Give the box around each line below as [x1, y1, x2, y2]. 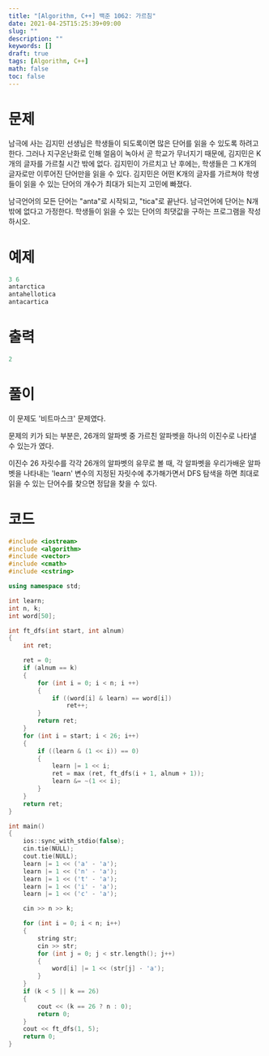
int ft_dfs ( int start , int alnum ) [8, 626, 126, 634]
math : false [8, 65, 49, 73]
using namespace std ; [8, 582, 82, 591]
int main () [8, 822, 45, 830]
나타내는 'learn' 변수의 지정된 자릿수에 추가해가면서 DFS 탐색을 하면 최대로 [23, 468, 259, 478]
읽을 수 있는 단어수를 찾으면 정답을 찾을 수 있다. [8, 478, 158, 488]
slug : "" [8, 27, 38, 35]
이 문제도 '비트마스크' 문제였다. [8, 413, 106, 423]
